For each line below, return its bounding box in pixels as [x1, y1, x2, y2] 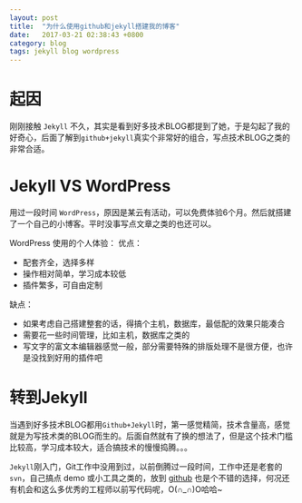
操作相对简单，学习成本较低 [22, 269, 127, 279]
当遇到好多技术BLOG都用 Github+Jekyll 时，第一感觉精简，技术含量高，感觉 [9, 419, 290, 429]
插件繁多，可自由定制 [22, 280, 102, 291]
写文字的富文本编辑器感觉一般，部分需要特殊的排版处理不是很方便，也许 [22, 341, 293, 351]
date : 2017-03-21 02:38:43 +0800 [9, 30, 144, 39]
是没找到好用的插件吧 [22, 352, 102, 363]
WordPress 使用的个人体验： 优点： [9, 238, 142, 248]
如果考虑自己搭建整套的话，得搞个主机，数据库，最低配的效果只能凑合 [22, 319, 286, 329]
